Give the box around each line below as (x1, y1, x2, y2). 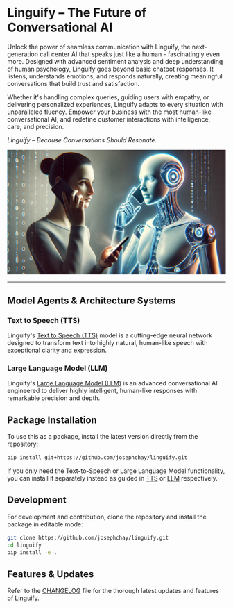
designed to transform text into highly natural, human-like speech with (7, 339, 208, 347)
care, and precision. (7, 122, 64, 131)
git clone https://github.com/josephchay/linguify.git (7, 534, 169, 541)
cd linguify (7, 542, 42, 549)
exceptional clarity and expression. (7, 346, 107, 355)
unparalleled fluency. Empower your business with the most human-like (7, 108, 212, 116)
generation (7, 50, 38, 58)
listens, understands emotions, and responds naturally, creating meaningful (7, 72, 223, 81)
